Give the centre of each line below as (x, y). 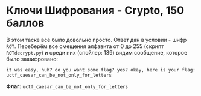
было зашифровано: (32, 59)
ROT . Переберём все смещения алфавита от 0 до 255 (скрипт (85, 46)
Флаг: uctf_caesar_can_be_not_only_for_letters (67, 86)
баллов (25, 23)
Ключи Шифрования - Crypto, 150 (95, 10)
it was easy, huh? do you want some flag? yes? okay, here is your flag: (101, 70)
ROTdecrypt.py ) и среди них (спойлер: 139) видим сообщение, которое (97, 52)
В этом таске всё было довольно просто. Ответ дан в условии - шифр (97, 40)
